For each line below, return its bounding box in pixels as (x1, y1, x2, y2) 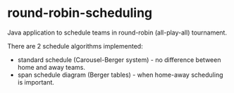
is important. (17, 77, 55, 86)
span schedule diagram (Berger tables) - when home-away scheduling (17, 70, 223, 79)
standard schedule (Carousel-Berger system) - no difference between (17, 55, 221, 64)
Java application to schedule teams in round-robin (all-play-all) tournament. (7, 28, 228, 37)
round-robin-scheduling (7, 5, 153, 21)
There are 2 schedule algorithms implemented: (7, 42, 143, 50)
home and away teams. (17, 63, 86, 71)
